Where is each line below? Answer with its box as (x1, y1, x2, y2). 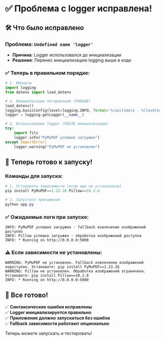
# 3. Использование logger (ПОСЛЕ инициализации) (5, 121, 109, 126)
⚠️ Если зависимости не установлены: (5, 249, 102, 256)
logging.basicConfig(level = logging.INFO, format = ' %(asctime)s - (5, 108, 139, 113)
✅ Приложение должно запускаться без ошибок (5, 315, 110, 321)
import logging (5, 85, 36, 90)
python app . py (5, 202, 34, 207)
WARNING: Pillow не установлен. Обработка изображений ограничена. (5, 269, 146, 274)
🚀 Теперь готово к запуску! (5, 158, 93, 166)
